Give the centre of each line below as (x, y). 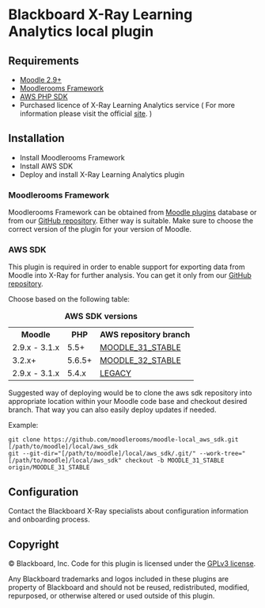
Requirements (44, 61)
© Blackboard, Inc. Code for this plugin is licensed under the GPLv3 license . (132, 564)
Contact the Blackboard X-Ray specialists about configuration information (129, 511)
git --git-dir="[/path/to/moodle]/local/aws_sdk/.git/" (102, 454)
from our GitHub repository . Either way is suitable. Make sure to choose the (131, 221)
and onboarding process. (49, 519)
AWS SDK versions (101, 317)
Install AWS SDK (46, 166)
